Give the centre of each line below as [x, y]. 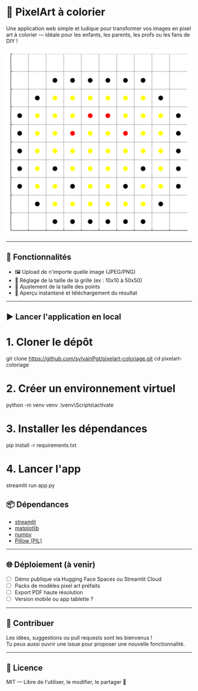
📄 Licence [24, 668]
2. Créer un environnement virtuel [91, 389]
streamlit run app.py [30, 485]
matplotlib [27, 528]
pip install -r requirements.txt [41, 445]
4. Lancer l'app [44, 469]
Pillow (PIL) [28, 541]
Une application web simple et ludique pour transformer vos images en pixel [99, 28]
